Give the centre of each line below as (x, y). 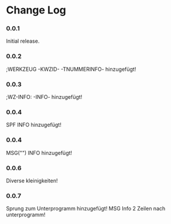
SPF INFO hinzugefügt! (34, 125)
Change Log (36, 10)
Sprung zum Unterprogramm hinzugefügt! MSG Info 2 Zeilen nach (86, 209)
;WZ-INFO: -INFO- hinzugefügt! (44, 97)
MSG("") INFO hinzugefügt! (39, 153)
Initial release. (23, 41)
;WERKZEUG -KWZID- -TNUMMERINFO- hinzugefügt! (71, 69)
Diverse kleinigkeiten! (32, 180)
